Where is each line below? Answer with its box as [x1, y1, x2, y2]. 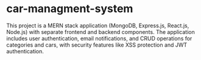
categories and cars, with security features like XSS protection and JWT [6, 41, 188, 48]
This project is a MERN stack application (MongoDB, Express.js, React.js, [6, 22, 189, 29]
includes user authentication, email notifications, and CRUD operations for [6, 35, 192, 42]
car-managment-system [6, 2, 133, 16]
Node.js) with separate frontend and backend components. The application [6, 28, 195, 35]
